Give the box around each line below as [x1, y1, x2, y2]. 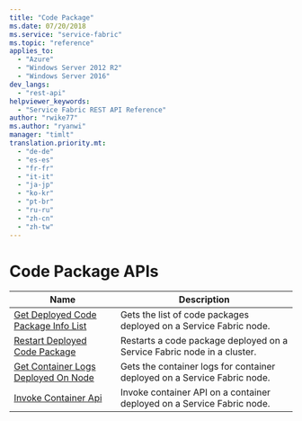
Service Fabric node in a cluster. [120, 345, 257, 358]
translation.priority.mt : [9, 139, 106, 148]
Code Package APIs [9, 261, 159, 282]
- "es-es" [17, 155, 54, 165]
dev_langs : [9, 80, 50, 89]
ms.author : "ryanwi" [9, 122, 87, 131]
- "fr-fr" [17, 164, 54, 173]
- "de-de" [17, 147, 54, 156]
